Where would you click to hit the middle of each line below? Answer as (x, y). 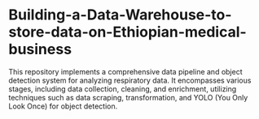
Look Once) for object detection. (63, 106)
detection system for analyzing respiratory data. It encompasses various (130, 80)
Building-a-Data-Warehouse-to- (120, 15)
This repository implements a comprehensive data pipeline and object (125, 71)
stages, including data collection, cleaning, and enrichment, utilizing (123, 89)
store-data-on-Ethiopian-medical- (127, 32)
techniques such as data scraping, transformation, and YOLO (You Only (128, 97)
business (40, 49)
